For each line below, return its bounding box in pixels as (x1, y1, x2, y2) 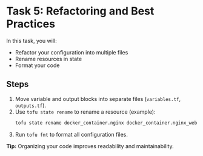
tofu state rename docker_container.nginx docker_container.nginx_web (15, 120, 198, 126)
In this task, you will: (6, 37, 57, 44)
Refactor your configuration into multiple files (15, 48, 128, 56)
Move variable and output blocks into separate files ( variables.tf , (15, 95, 181, 102)
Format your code (15, 62, 60, 69)
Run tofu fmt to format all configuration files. (15, 131, 128, 138)
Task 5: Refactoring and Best (6, 4, 155, 18)
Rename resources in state (15, 55, 82, 62)
